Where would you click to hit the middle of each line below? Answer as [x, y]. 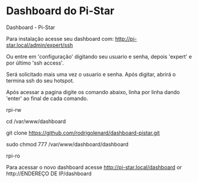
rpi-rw [14, 110]
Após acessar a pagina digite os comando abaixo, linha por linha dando [93, 92]
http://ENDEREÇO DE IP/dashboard [49, 174]
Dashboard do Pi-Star [60, 11]
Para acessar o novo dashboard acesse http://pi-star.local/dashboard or [94, 167]
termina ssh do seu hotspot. [40, 81]
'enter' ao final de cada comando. [47, 98]
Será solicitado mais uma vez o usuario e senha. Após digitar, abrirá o [91, 74]
